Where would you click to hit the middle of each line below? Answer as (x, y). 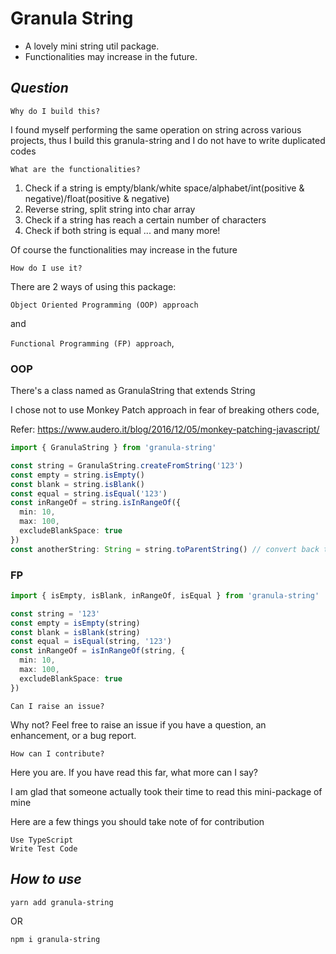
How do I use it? (46, 268)
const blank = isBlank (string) (75, 632)
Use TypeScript (42, 840)
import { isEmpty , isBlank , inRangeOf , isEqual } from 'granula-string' (165, 595)
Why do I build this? (55, 111)
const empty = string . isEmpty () (77, 475)
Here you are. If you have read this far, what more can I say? (134, 772)
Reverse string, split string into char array (110, 209)
